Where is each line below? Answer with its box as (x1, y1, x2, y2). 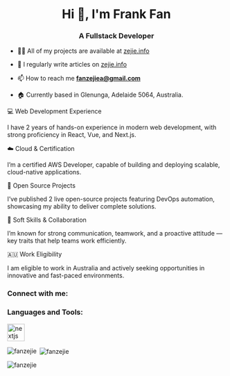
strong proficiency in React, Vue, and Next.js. (7, 131, 136, 139)
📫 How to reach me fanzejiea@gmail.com (17, 74, 141, 83)
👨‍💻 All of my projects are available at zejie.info (17, 47, 150, 55)
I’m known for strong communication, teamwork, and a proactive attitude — (7, 229, 223, 238)
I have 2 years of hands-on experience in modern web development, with (7, 123, 217, 131)
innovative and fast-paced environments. (7, 271, 125, 280)
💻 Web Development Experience (7, 107, 102, 115)
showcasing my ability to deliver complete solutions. (7, 202, 157, 211)
